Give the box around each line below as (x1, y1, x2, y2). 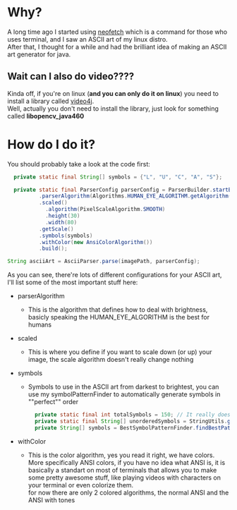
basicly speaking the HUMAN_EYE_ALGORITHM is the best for (28, 313, 210, 322)
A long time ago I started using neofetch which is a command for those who (7, 28, 228, 36)
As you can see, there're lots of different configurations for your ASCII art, (7, 271, 222, 279)
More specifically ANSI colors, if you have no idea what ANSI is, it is (28, 458, 226, 466)
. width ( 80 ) (44, 219, 78, 226)
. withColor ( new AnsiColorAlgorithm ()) (38, 238, 153, 245)
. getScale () (38, 225, 74, 233)
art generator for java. (7, 50, 71, 59)
